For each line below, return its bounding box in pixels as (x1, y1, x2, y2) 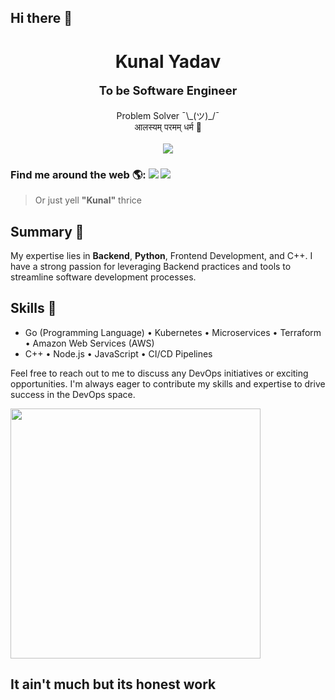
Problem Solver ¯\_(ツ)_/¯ (116, 109, 220, 121)
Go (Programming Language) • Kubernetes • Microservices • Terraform (24, 326, 322, 338)
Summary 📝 (10, 223, 85, 240)
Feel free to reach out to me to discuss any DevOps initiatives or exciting (10, 367, 309, 379)
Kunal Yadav (114, 50, 222, 73)
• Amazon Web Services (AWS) (24, 337, 155, 349)
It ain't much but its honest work (10, 676, 217, 693)
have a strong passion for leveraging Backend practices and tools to (10, 260, 292, 272)
